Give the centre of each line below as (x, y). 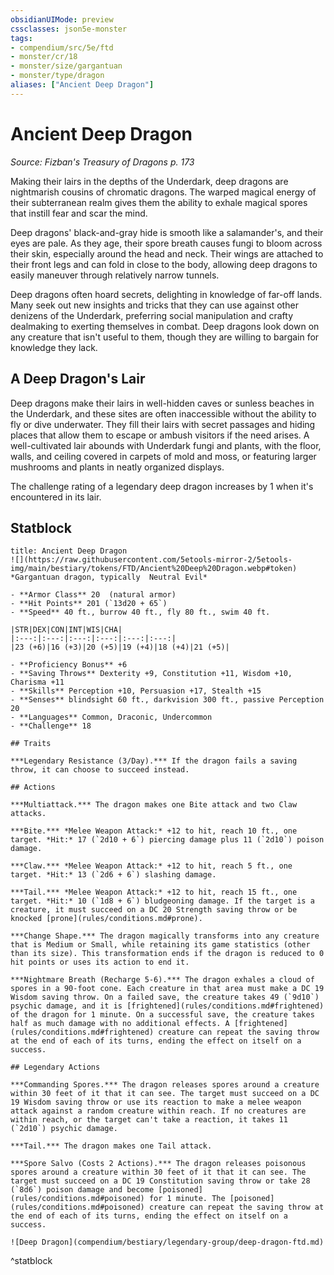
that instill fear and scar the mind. (79, 213)
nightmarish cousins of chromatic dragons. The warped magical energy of (163, 192)
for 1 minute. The (187, 1199)
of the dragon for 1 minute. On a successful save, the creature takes (162, 1015)
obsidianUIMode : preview (62, 19)
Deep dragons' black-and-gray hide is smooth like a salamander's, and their (167, 232)
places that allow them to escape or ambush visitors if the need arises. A (160, 435)
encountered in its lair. (56, 497)
